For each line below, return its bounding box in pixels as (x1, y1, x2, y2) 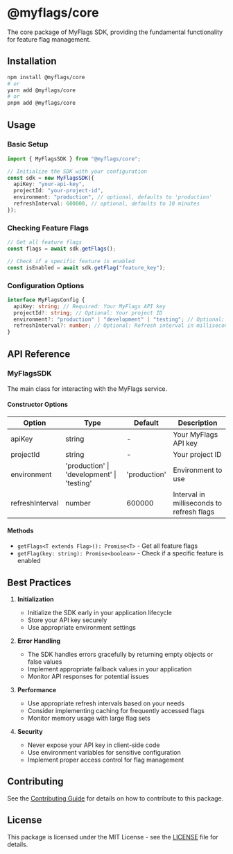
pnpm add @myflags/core (7, 99, 76, 107)
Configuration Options (7, 281, 85, 290)
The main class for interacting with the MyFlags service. (7, 384, 168, 393)
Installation (7, 56, 57, 67)
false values (27, 658, 62, 666)
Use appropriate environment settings (27, 623, 137, 632)
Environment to (173, 465, 223, 475)
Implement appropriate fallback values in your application (27, 665, 192, 673)
